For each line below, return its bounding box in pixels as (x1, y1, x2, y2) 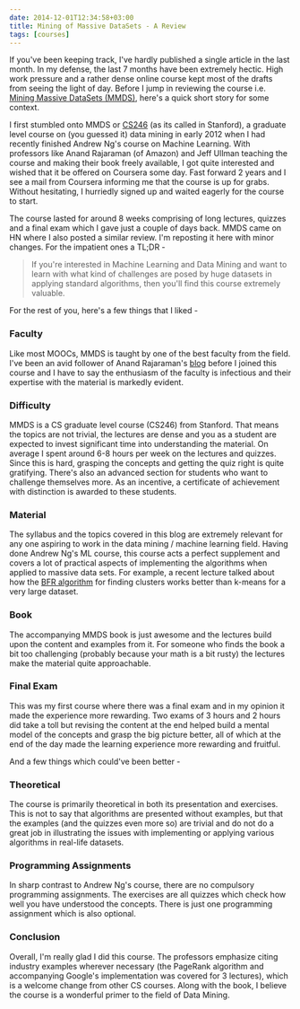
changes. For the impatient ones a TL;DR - (9, 241, 166, 252)
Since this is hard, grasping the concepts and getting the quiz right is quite (9, 457, 285, 468)
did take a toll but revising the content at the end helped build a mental (9, 719, 270, 730)
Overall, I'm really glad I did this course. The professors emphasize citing (9, 951, 279, 961)
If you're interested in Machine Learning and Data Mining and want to (30, 259, 287, 270)
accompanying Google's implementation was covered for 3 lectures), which (9, 970, 289, 981)
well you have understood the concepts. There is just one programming (9, 899, 273, 909)
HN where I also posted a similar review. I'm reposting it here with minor (9, 233, 275, 243)
